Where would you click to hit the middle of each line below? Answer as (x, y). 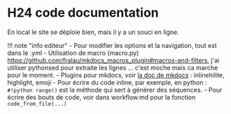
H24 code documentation (83, 13)
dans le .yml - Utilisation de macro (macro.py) (73, 53)
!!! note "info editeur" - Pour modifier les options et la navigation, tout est (112, 45)
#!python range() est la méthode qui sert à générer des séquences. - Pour (115, 90)
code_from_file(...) (37, 104)
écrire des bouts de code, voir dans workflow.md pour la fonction (101, 97)
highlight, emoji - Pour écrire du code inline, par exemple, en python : (107, 82)
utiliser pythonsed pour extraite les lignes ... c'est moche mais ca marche (113, 67)
